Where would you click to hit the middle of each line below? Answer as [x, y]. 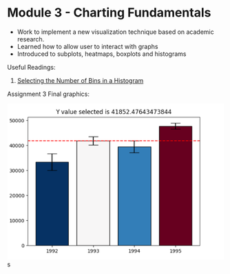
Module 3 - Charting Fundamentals [109, 13]
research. [31, 39]
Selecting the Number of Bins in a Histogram [80, 80]
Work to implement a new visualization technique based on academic [116, 32]
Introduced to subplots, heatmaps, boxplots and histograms [102, 54]
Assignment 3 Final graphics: [48, 94]
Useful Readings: [31, 67]
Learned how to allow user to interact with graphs [87, 46]
